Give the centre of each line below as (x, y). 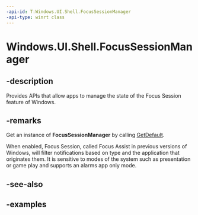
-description (30, 81)
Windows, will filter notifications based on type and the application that (93, 153)
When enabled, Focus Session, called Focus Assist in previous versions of (97, 147)
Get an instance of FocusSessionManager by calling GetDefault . (85, 135)
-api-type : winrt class (36, 17)
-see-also (25, 184)
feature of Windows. (31, 102)
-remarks (24, 121)
